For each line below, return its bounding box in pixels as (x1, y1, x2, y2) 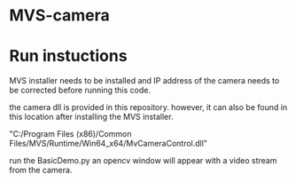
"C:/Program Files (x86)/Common (9, 129, 132, 139)
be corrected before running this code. (9, 85, 151, 96)
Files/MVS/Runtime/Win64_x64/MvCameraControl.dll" (9, 138, 208, 149)
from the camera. (9, 165, 73, 176)
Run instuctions (9, 46, 128, 67)
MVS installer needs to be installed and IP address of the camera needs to (9, 75, 280, 86)
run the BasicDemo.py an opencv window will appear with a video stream (9, 155, 277, 166)
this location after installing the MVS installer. (9, 112, 174, 123)
